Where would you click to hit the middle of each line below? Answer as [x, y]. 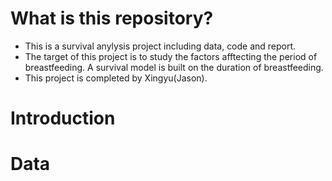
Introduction [63, 118]
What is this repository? [112, 18]
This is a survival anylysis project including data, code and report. [160, 46]
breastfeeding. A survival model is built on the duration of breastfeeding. [174, 67]
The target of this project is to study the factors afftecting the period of [171, 56]
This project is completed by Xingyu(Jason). [116, 78]
